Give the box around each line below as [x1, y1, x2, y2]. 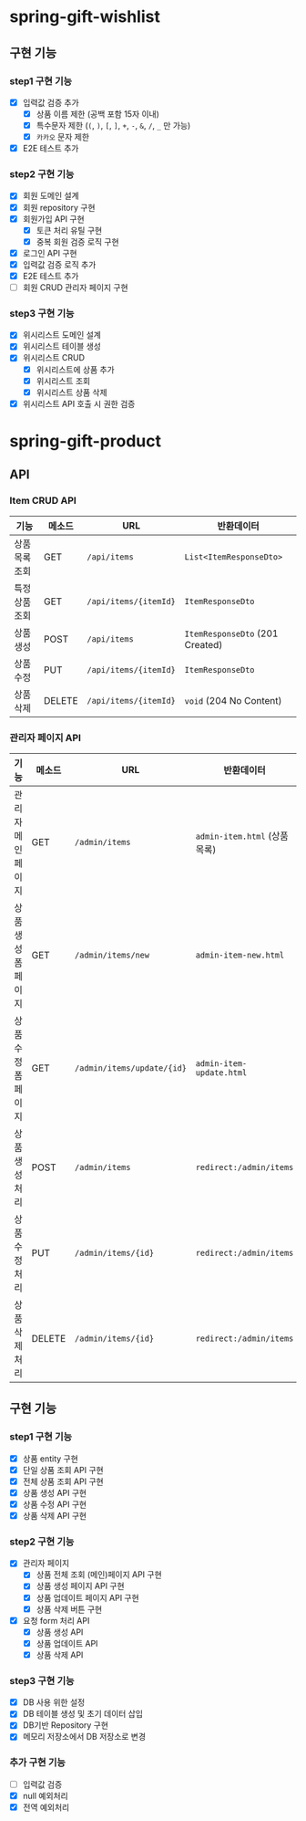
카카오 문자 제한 [36, 131, 89, 142]
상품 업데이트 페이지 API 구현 [36, 1592, 139, 1603]
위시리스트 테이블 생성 [22, 340, 102, 352]
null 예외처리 [22, 1790, 68, 1801]
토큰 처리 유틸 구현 [36, 225, 103, 235]
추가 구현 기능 [9, 1756, 66, 1769]
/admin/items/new [74, 949, 150, 960]
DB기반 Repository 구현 [22, 1720, 109, 1731]
